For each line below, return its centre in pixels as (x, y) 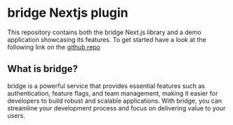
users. (16, 115)
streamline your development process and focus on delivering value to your (116, 108)
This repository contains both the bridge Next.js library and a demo (104, 32)
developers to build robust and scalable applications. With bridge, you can (115, 101)
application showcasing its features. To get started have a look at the (107, 39)
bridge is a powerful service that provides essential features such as (106, 86)
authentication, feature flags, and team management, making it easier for (113, 93)
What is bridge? (43, 69)
